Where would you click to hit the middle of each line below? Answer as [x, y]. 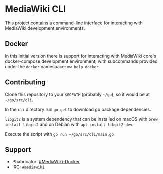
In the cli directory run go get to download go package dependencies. [78, 109]
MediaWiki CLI [36, 9]
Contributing [25, 83]
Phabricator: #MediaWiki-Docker [46, 162]
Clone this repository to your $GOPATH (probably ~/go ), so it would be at [78, 94]
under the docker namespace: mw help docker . [53, 66]
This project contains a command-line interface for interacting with [74, 23]
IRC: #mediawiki [28, 167]
